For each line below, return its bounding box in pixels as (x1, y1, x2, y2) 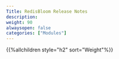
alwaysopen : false (6, 25, 51, 31)
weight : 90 (6, 19, 33, 25)
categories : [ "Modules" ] (6, 30, 67, 36)
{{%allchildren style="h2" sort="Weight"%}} (6, 46, 114, 53)
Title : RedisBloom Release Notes (6, 8, 88, 15)
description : (6, 14, 38, 20)
